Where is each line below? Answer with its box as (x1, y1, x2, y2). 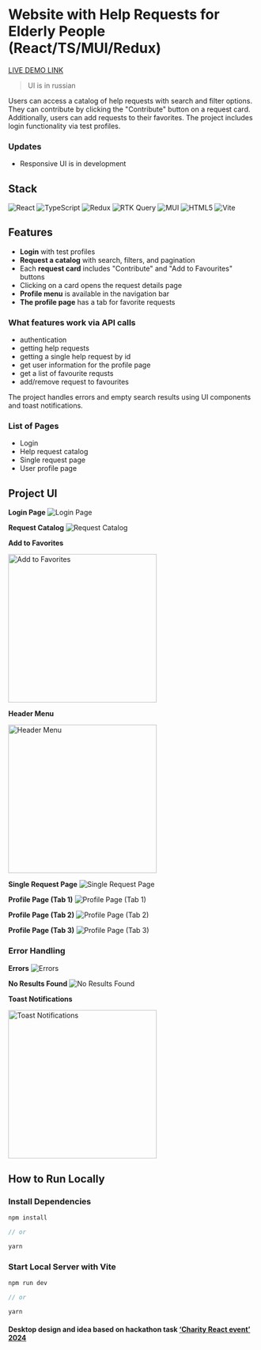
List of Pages (8, 421, 59, 432)
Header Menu (8, 709, 55, 719)
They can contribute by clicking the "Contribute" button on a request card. (8, 104, 251, 114)
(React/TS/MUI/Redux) (8, 40, 162, 57)
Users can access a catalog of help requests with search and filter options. (8, 96, 253, 105)
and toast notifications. (8, 401, 83, 411)
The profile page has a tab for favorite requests (19, 297, 176, 306)
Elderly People (8, 22, 105, 40)
